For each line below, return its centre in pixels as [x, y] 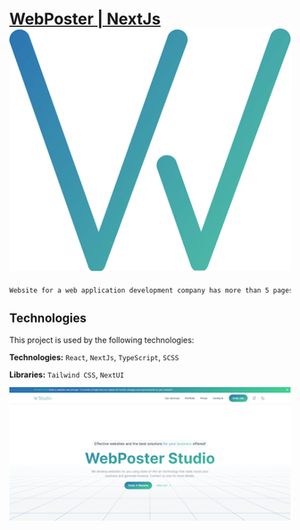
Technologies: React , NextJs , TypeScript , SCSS [94, 357]
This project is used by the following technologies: [102, 340]
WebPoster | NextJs [85, 19]
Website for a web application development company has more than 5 [139, 290]
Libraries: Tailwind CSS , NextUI [67, 374]
